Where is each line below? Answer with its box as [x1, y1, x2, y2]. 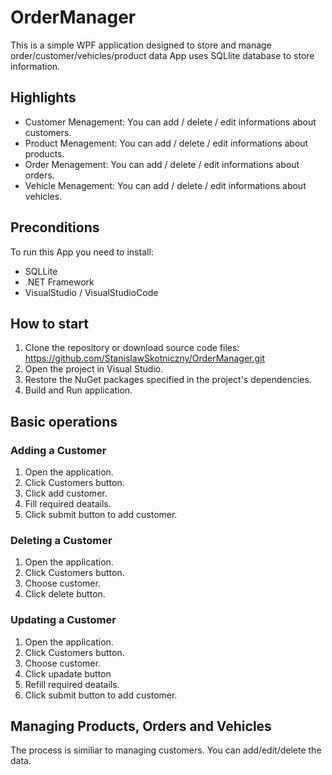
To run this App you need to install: [10, 246, 154, 258]
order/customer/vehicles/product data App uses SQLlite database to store [10, 49, 315, 61]
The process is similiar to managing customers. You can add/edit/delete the [10, 744, 322, 756]
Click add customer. [24, 487, 108, 500]
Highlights [10, 89, 77, 106]
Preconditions [10, 219, 100, 236]
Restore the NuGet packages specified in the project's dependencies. [24, 374, 312, 386]
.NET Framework [24, 276, 95, 288]
